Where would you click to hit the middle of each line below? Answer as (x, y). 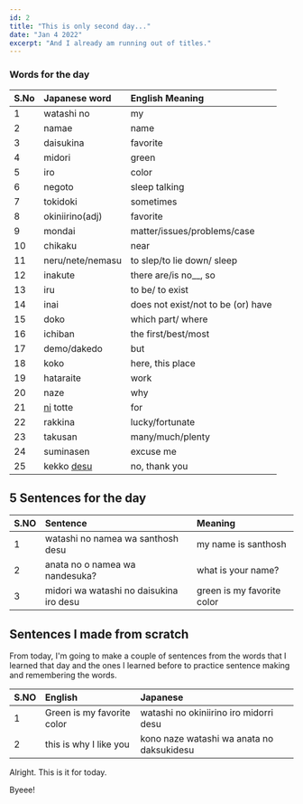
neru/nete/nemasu (83, 260)
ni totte (59, 407)
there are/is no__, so (173, 275)
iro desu (62, 602)
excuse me (154, 451)
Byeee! (23, 790)
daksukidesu (167, 750)
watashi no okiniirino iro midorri (207, 713)
